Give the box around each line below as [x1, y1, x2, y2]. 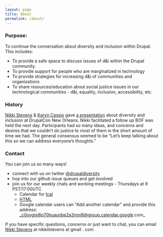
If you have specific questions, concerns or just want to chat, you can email [5, 221, 157, 227]
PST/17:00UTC [12, 186, 42, 192]
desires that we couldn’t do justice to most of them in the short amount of [5, 128, 152, 133]
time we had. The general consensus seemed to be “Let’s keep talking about [5, 132, 159, 139]
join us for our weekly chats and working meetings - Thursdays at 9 [12, 181, 148, 187]
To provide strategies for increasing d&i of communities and [12, 73, 132, 79]
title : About [5, 12, 32, 17]
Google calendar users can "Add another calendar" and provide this [19, 201, 156, 207]
